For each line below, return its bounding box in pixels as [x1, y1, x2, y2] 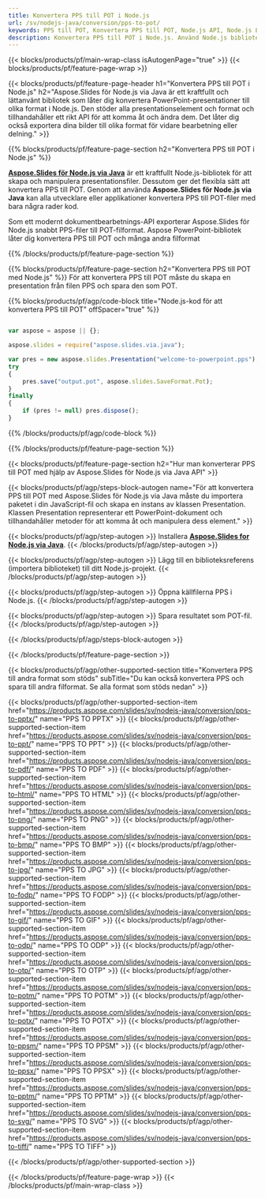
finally [8, 392, 34, 400]
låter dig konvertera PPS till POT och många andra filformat [8, 234, 200, 243]
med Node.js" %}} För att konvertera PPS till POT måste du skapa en [8, 273, 231, 283]
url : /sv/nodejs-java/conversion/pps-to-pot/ [8, 19, 160, 27]
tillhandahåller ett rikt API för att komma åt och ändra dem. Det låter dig [8, 112, 239, 122]
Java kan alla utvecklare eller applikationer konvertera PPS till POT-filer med [8, 193, 256, 203]
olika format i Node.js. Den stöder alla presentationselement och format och [8, 104, 255, 114]
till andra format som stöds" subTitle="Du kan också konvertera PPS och [8, 673, 244, 683]
